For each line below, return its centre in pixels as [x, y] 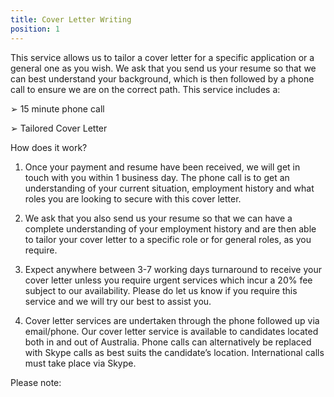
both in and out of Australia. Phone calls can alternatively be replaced [168, 342]
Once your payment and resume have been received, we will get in [162, 167]
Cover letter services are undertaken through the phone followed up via [172, 320]
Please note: [36, 382]
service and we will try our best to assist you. [118, 301]
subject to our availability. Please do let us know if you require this [161, 290]
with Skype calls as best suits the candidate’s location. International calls [174, 352]
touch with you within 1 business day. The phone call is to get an [157, 177]
